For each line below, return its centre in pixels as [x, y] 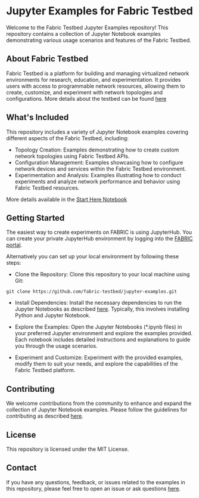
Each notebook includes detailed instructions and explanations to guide [102, 340]
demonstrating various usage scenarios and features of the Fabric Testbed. [99, 40]
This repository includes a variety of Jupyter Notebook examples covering [97, 132]
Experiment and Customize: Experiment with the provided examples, [99, 358]
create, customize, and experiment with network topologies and [84, 92]
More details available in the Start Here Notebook [66, 199]
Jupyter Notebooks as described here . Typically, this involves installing [102, 309]
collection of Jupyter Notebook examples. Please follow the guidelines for [97, 410]
